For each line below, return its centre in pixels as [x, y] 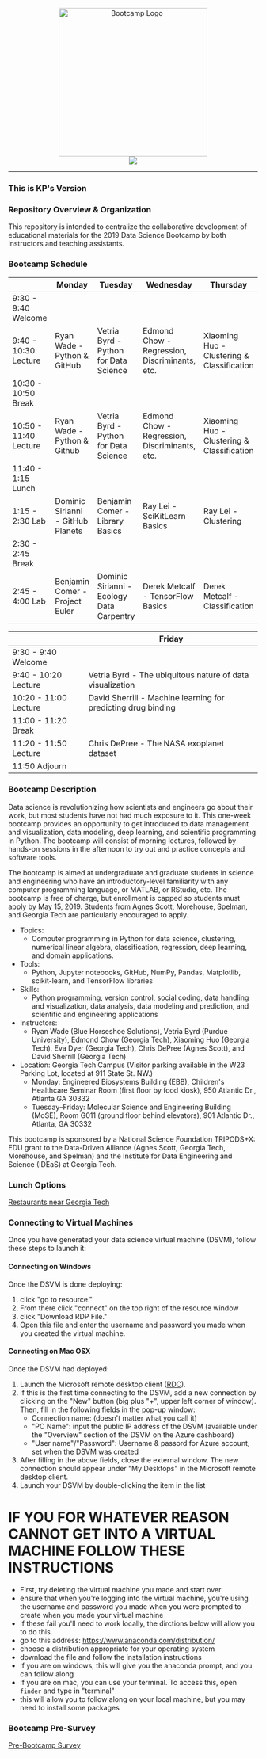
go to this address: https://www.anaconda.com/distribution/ [117, 1640]
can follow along [46, 1674]
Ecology [112, 596]
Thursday [228, 284]
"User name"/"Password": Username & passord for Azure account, [141, 1443]
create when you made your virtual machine [91, 1615]
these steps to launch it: [47, 1249]
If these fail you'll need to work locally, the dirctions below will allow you [137, 1623]
